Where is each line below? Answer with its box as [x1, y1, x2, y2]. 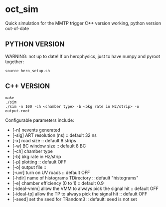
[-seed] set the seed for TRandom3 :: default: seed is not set [12, 196, 137, 202]
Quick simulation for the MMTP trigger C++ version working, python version [5, 20, 162, 26]
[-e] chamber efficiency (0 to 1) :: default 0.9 [12, 180, 104, 186]
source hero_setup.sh [5, 68, 50, 73]
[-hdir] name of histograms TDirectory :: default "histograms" [12, 174, 139, 181]
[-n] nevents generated [12, 127, 61, 133]
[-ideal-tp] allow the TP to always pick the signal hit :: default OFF [12, 190, 148, 196]
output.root [5, 108, 30, 113]
